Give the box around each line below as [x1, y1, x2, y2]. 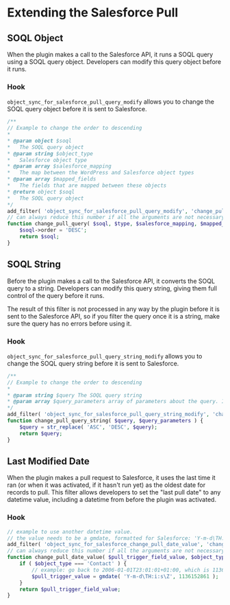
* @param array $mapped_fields [7, 176, 97, 183]
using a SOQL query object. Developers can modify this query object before [7, 58, 221, 66]
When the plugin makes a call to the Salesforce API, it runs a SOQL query [7, 50, 214, 58]
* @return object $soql [7, 188, 75, 195]
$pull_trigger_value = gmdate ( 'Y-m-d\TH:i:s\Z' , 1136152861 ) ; [31, 573, 219, 580]
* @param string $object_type [7, 150, 94, 157]
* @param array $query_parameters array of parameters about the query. [7, 398, 219, 405]
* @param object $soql [7, 137, 72, 144]
